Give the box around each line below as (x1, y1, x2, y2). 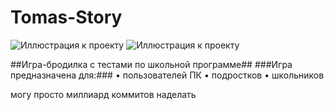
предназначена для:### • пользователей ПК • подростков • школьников (10, 69, 325, 81)
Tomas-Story (10, 6, 123, 29)
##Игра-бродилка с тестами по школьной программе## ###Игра (10, 58, 293, 70)
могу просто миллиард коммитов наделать (10, 88, 197, 100)
